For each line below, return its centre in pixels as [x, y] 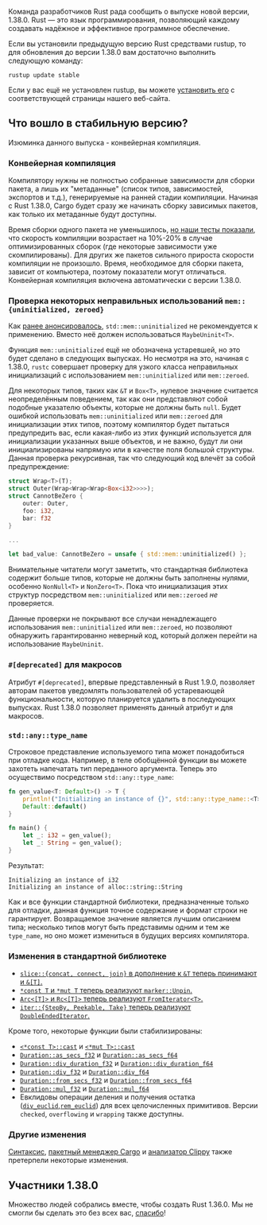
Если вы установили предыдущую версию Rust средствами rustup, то [127, 44]
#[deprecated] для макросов [65, 665]
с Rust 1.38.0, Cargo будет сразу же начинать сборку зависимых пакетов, [133, 206]
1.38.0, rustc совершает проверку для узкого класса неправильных [123, 367]
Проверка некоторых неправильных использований [116, 301]
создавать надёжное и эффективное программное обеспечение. [119, 28]
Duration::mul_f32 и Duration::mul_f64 [84, 1089]
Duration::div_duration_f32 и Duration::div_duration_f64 [116, 1064]
